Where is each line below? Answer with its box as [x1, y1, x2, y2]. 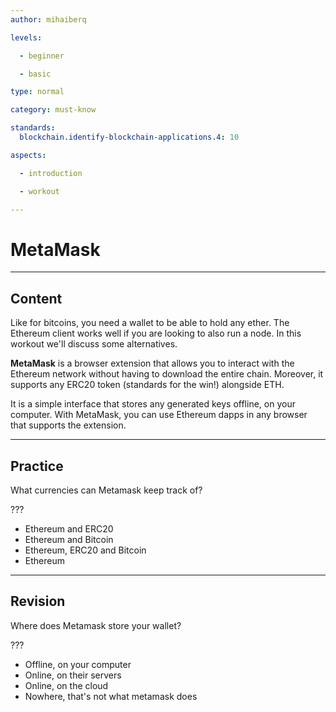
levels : [10, 32, 43, 43]
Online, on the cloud [24, 679, 109, 691]
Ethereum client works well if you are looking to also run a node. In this [10, 327, 302, 340]
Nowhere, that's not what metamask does [24, 690, 198, 702]
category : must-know [10, 105, 97, 115]
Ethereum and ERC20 [24, 522, 114, 535]
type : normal [10, 87, 65, 97]
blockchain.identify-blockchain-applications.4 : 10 [19, 132, 240, 142]
